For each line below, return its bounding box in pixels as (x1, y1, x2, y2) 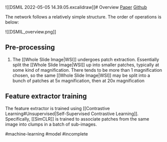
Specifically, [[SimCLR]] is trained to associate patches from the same (5, 116, 149, 122)
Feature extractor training (5, 92, 87, 101)
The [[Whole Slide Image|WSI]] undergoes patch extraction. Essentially (12, 56, 159, 62)
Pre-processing (5, 43, 55, 52)
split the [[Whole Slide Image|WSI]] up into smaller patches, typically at (12, 62, 159, 68)
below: (5, 19, 19, 25)
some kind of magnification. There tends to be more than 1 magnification (12, 67, 162, 73)
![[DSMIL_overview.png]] (5, 29, 56, 34)
